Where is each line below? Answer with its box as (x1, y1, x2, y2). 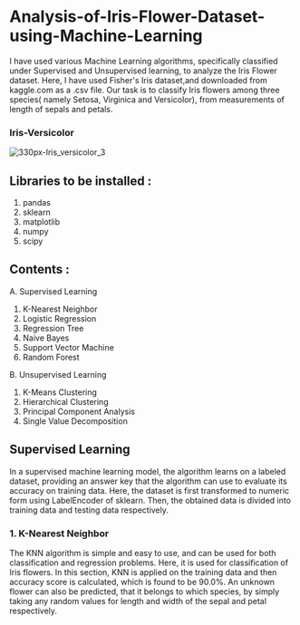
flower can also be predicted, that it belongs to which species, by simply (9, 586, 280, 597)
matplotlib (22, 216, 61, 227)
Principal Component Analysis (22, 406, 136, 417)
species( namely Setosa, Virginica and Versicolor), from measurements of (9, 93, 285, 105)
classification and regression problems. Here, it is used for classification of (9, 557, 288, 568)
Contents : (9, 262, 70, 277)
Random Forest (22, 351, 80, 362)
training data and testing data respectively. (9, 505, 169, 515)
